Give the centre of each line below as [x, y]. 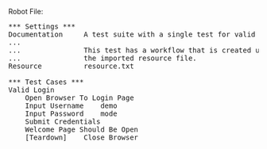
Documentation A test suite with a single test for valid [132, 34]
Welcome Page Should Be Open [82, 130]
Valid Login [31, 90]
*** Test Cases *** [46, 82]
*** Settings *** [42, 27]
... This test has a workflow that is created [130, 50]
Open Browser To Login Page [79, 98]
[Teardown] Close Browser [82, 138]
